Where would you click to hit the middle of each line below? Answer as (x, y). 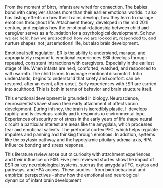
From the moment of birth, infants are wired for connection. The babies (76, 7)
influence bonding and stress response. (45, 145)
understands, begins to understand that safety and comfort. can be (72, 78)
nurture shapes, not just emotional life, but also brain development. (72, 43)
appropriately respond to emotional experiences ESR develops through (76, 58)
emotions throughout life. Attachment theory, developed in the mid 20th (77, 22)
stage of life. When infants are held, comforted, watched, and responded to (81, 68)
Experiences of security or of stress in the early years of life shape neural (79, 119)
